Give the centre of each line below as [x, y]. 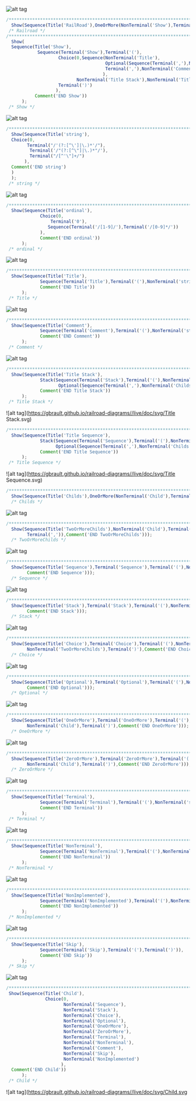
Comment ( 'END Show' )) [61, 96]
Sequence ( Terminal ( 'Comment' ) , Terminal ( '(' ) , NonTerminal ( [112, 331]
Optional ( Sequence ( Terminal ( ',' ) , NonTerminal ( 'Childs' [124, 446]
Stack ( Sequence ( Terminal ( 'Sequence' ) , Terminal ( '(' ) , [105, 441]
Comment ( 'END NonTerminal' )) [75, 857]
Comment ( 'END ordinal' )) [70, 238]
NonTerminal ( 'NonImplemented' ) [101, 1059]
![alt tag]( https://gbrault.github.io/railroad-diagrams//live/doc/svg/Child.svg [97, 1092]
